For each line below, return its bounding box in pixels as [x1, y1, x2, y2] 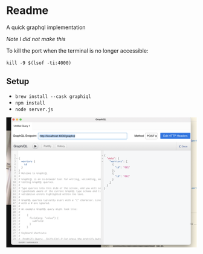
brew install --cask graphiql [14, 93, 92, 100]
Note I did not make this [6, 35, 66, 42]
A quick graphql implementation [6, 24, 86, 31]
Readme [6, 4, 49, 18]
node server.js [14, 106, 54, 112]
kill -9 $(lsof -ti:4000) [6, 60, 71, 66]
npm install [14, 100, 45, 106]
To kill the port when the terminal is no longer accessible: [6, 47, 149, 54]
